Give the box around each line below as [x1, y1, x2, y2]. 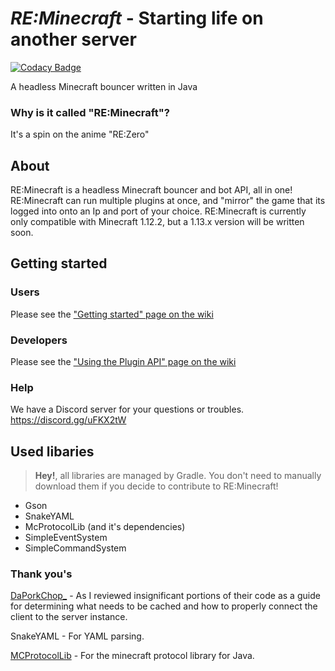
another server [10, 28, 137, 51]
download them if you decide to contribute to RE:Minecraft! [34, 480, 279, 492]
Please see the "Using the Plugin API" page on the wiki [10, 356, 237, 368]
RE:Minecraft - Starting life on [10, 7, 264, 30]
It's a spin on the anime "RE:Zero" [10, 128, 150, 141]
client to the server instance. [10, 611, 128, 623]
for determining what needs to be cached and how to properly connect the [10, 600, 318, 612]
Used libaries [10, 443, 95, 460]
